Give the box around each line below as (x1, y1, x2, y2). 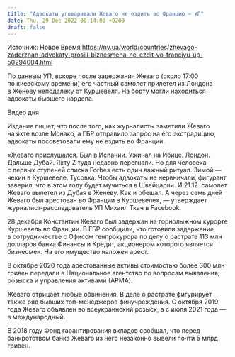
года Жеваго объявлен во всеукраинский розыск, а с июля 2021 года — (7, 305, 227, 314)
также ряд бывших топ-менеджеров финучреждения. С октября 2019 (7, 297, 219, 306)
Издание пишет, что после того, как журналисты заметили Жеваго (7, 122, 210, 131)
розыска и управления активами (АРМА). (7, 276, 133, 285)
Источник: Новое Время (7, 43, 81, 52)
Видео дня (7, 108, 39, 117)
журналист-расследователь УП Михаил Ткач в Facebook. (7, 204, 182, 212)
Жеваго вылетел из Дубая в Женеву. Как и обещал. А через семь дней (7, 189, 223, 197)
